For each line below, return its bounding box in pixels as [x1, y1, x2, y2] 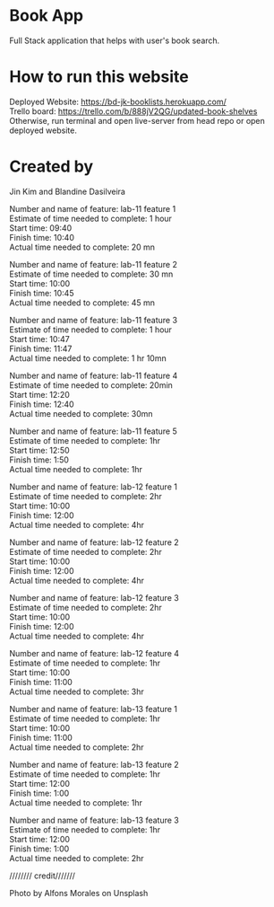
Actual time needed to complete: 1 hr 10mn [9, 352, 167, 364]
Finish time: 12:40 [9, 399, 74, 409]
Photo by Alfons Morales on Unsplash [9, 887, 149, 898]
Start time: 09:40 [9, 222, 73, 233]
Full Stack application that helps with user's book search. [9, 35, 220, 46]
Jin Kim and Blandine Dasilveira [9, 186, 125, 197]
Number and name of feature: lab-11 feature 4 [9, 370, 178, 381]
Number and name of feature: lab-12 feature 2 [9, 536, 179, 548]
